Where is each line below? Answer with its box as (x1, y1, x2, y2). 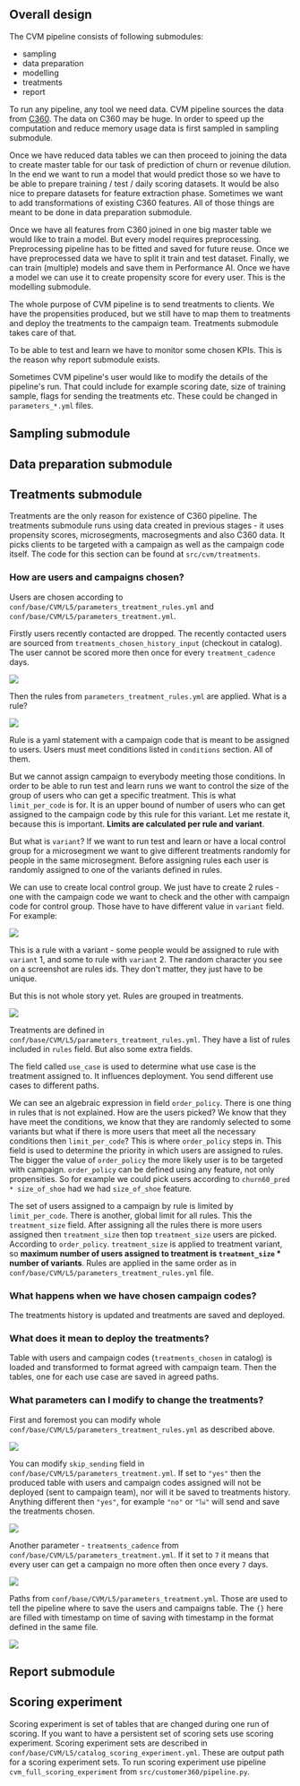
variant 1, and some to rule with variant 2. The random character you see (9, 953, 283, 964)
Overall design (9, 7, 92, 22)
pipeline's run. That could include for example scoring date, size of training (9, 381, 287, 392)
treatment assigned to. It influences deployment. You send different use (9, 1070, 274, 1081)
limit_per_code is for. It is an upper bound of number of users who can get (9, 799, 286, 810)
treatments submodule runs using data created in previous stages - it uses (9, 520, 285, 531)
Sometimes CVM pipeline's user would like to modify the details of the (9, 371, 269, 382)
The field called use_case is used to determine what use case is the (9, 1061, 257, 1072)
